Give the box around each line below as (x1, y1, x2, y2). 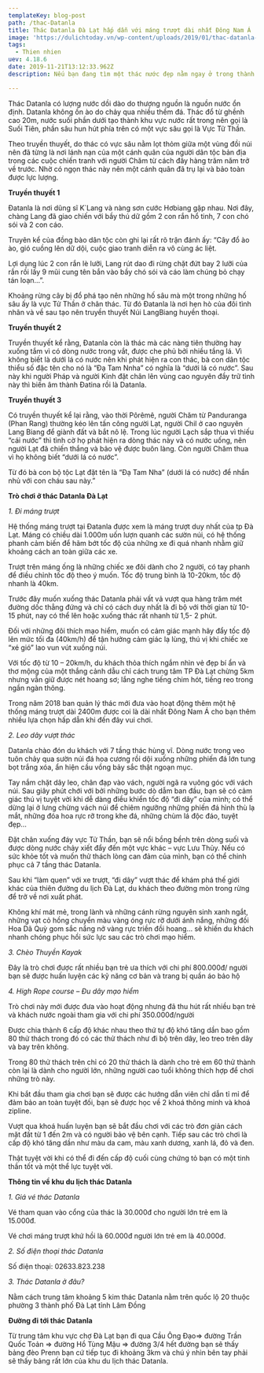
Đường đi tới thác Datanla (8, 1315, 93, 1325)
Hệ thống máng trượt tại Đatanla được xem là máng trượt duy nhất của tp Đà (8, 521, 254, 531)
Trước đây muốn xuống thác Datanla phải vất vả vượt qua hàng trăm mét (8, 594, 243, 603)
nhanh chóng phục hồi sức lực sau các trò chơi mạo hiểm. (8, 932, 196, 941)
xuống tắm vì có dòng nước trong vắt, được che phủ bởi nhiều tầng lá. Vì (8, 346, 242, 355)
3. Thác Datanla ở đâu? (8, 1277, 85, 1286)
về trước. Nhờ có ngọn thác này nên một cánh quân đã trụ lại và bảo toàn (8, 164, 245, 173)
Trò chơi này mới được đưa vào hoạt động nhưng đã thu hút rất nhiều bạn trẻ (8, 1001, 256, 1011)
